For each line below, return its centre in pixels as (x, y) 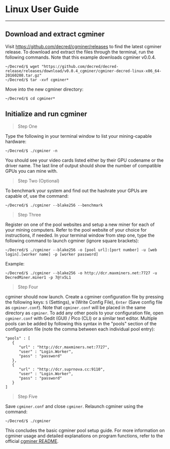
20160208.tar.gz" (24, 75)
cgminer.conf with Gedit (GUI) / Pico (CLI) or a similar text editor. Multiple (81, 318)
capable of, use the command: (37, 196)
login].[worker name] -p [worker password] (52, 254)
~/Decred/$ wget (22, 66)
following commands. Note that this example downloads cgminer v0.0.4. (80, 57)
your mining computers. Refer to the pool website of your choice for (76, 230)
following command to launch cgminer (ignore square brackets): (72, 240)
